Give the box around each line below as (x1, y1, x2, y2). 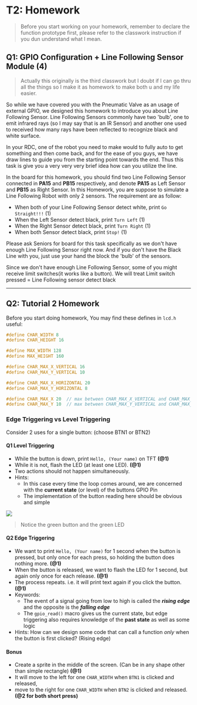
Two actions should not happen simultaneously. (14, 467, 130, 474)
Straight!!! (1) (14, 209, 52, 217)
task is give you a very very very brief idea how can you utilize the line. (6, 162, 178, 169)
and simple (23, 499, 50, 506)
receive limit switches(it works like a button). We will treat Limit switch (6, 270, 175, 277)
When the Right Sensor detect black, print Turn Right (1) (14, 222, 151, 229)
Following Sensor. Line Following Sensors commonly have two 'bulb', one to (6, 113, 189, 120)
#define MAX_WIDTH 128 (6, 348, 62, 354)
